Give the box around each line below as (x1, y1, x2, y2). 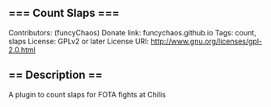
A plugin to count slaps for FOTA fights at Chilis (8, 89, 166, 99)
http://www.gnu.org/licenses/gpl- (150, 36, 263, 46)
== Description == (8, 68, 103, 82)
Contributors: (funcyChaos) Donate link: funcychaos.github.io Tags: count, (8, 27, 256, 37)
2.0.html (8, 44, 36, 55)
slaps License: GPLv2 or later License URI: (8, 36, 150, 46)
